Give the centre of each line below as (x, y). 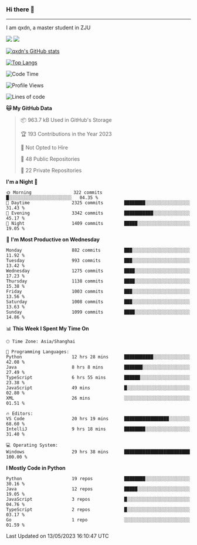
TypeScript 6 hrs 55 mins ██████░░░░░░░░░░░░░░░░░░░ (98, 378)
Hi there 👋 (21, 9)
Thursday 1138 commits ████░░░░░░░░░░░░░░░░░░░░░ (98, 281)
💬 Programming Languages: (38, 352)
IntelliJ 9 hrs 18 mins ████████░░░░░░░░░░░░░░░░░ (98, 429)
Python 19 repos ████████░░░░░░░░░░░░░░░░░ (98, 479)
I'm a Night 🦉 (22, 182)
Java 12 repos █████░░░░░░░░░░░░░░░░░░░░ (98, 489)
